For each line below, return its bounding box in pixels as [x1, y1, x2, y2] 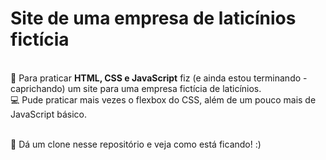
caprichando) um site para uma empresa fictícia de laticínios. [10, 82, 262, 94]
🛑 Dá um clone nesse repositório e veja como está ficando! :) [10, 138, 262, 150]
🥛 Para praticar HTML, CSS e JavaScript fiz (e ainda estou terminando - [10, 72, 308, 84]
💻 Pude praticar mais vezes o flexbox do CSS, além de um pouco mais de [10, 93, 317, 106]
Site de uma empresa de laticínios [10, 7, 297, 30]
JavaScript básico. [10, 108, 87, 120]
